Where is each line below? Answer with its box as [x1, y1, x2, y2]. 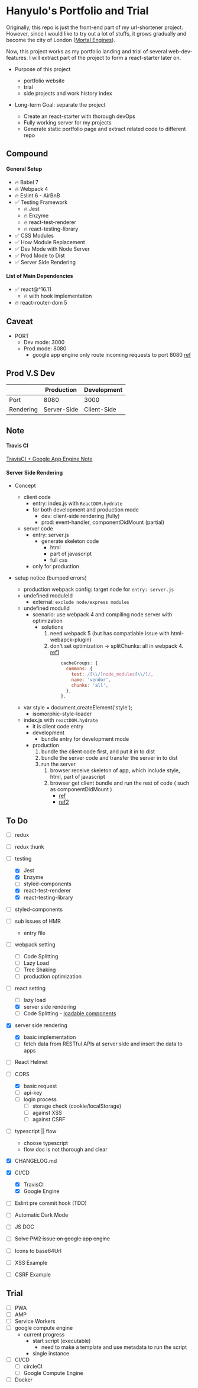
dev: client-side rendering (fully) [41, 513, 120, 520]
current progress [23, 1331, 65, 1338]
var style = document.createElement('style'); [23, 704, 133, 711]
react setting [14, 985, 46, 992]
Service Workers [14, 1317, 56, 1325]
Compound [6, 149, 48, 159]
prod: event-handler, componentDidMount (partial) [41, 519, 164, 526]
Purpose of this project [14, 65, 71, 72]
